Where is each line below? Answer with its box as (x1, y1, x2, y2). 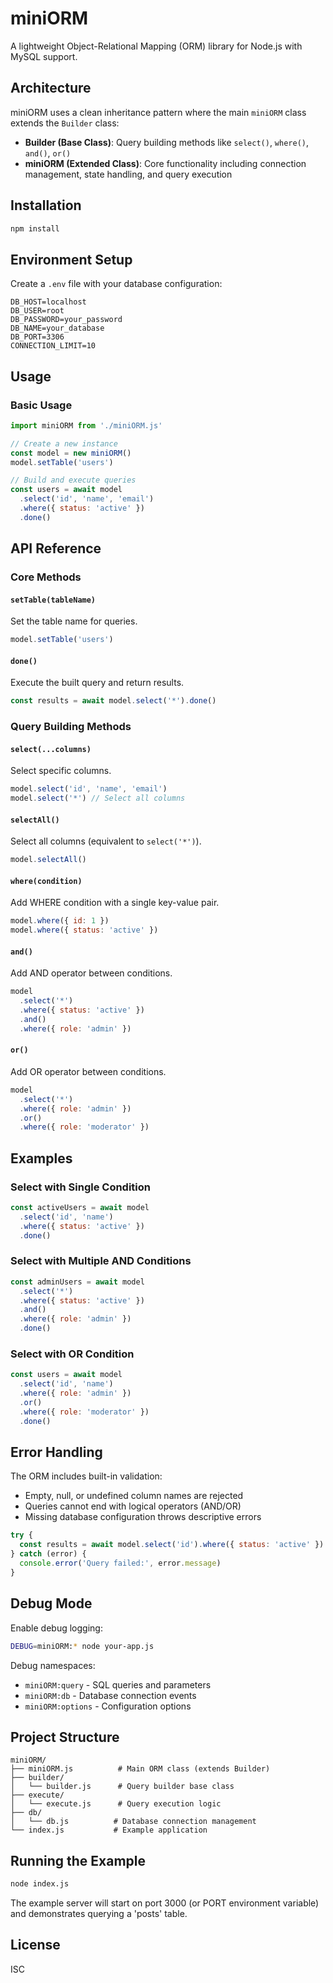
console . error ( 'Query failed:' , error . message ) (19, 1558, 222, 1569)
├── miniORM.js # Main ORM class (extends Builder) (10, 1764, 271, 1774)
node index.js (10, 1879, 70, 1889)
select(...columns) (10, 744, 92, 754)
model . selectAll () (10, 855, 87, 865)
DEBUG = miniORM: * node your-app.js (10, 1641, 155, 1651)
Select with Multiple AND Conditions (10, 1254, 192, 1268)
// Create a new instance (10, 438, 118, 449)
